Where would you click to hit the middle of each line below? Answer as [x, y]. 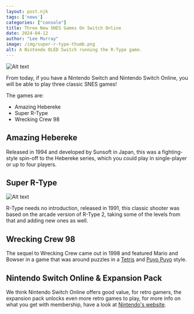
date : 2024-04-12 [27, 33]
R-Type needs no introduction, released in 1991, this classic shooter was [93, 208]
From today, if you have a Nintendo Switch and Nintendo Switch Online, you [97, 77]
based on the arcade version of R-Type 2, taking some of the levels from [93, 214]
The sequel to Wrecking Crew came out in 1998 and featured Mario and [92, 254]
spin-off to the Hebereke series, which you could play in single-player [103, 158]
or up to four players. [31, 164]
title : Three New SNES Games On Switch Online [64, 28]
